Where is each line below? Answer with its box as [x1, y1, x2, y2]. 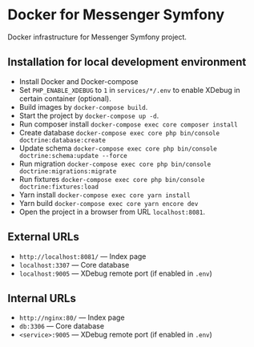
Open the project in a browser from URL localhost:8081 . [18, 207, 206, 216]
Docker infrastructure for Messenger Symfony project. [7, 32, 187, 42]
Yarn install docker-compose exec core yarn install [18, 190, 192, 200]
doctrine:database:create [18, 136, 106, 144]
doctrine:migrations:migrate [18, 167, 117, 176]
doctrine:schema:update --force [18, 151, 127, 159]
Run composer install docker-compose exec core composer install [18, 119, 238, 129]
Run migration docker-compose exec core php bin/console [18, 159, 212, 168]
